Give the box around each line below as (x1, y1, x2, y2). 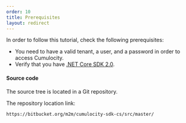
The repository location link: (6, 100, 76, 107)
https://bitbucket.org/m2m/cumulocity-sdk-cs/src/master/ (6, 111, 154, 117)
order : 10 (6, 8, 31, 15)
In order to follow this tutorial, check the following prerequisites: (6, 37, 164, 44)
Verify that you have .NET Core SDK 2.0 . (14, 61, 115, 68)
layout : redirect (6, 20, 50, 26)
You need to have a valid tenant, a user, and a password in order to (14, 48, 181, 55)
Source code (6, 74, 39, 82)
